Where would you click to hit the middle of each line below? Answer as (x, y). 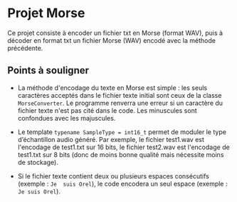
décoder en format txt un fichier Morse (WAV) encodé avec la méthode (111, 40)
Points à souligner (48, 70)
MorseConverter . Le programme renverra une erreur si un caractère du (120, 103)
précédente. (25, 48)
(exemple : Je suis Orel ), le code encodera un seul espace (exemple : (122, 183)
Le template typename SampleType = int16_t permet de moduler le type (122, 132)
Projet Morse (46, 13)
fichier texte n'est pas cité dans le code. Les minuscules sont (107, 110)
